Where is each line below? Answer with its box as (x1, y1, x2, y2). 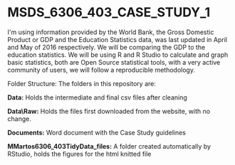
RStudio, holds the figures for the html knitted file (7, 149, 152, 158)
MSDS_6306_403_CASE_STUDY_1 (7, 4, 211, 21)
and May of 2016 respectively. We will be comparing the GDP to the (7, 43, 206, 51)
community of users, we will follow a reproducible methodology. (7, 65, 196, 74)
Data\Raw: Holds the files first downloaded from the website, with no (7, 107, 211, 115)
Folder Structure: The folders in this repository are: (7, 79, 157, 87)
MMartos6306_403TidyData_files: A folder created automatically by (7, 142, 211, 150)
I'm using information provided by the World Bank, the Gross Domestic (7, 28, 214, 36)
